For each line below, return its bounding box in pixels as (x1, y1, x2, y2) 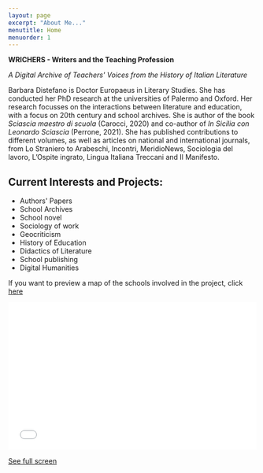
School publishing (19, 255, 79, 264)
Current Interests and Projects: (8, 175, 164, 189)
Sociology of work (19, 221, 80, 231)
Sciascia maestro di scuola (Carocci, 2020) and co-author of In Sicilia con (8, 119, 250, 128)
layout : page (8, 11, 51, 20)
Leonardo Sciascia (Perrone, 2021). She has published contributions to (8, 127, 239, 137)
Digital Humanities (19, 263, 80, 272)
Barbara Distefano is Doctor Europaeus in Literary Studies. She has (8, 86, 226, 95)
